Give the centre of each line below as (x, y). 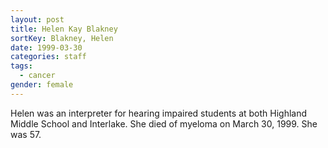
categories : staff (48, 57)
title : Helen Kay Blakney (64, 29)
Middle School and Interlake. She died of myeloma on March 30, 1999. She (164, 123)
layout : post (37, 19)
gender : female (42, 85)
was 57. (26, 134)
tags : (21, 66)
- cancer (37, 76)
